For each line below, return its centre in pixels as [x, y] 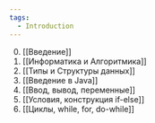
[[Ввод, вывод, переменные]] [79, 90]
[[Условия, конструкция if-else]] [83, 99]
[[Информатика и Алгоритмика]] [84, 61]
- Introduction [46, 26]
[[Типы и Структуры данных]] [79, 70]
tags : [19, 18]
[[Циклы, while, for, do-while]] [78, 109]
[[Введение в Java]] [60, 80]
